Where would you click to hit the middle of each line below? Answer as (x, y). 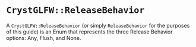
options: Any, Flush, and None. (44, 38)
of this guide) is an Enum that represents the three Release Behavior (90, 32)
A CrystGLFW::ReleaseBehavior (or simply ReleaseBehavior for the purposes (98, 25)
